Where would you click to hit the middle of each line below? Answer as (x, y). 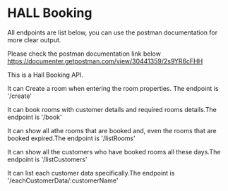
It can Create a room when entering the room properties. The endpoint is (113, 88)
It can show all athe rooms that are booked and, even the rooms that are (112, 130)
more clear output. (34, 39)
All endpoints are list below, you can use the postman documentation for (112, 32)
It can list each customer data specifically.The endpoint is (91, 173)
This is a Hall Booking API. (45, 75)
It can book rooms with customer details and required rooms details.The (112, 109)
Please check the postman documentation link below (84, 54)
